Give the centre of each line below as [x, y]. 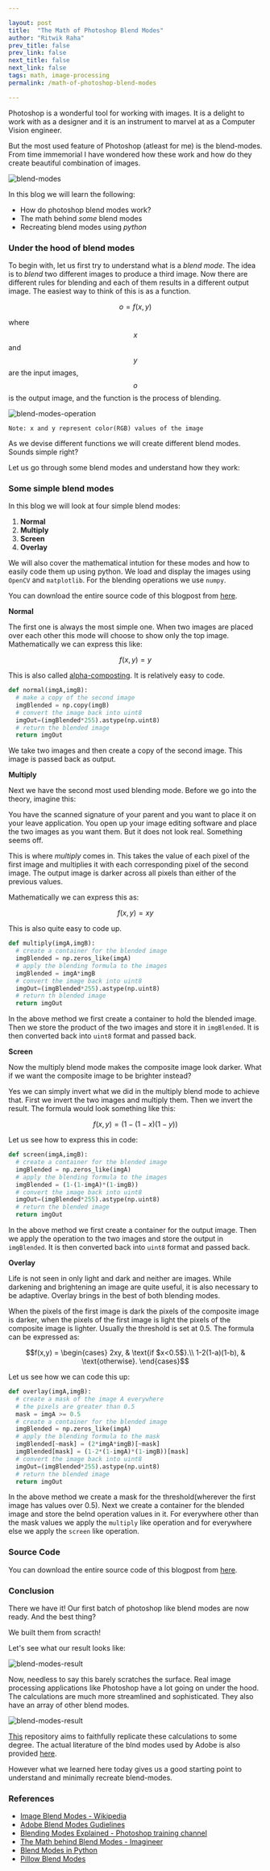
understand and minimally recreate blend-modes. [91, 1778]
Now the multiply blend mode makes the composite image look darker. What [135, 1067]
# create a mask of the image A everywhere [89, 1399]
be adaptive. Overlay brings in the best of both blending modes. [114, 1296]
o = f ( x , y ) [135, 307]
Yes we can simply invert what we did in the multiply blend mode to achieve [134, 1092]
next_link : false [37, 68]
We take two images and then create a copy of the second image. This [126, 750]
